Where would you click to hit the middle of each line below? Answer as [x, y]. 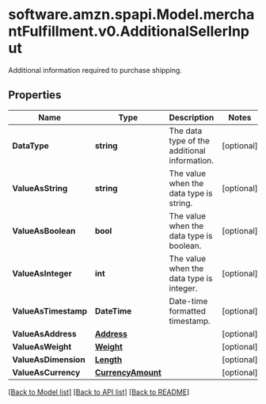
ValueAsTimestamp [50, 311]
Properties [35, 95]
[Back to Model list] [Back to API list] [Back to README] [99, 392]
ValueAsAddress [44, 333]
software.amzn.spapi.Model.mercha [131, 15]
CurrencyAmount [128, 372]
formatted [187, 311]
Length [108, 360]
